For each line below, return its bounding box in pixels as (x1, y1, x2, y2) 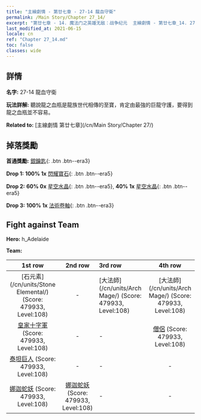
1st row (22, 261, 44, 270)
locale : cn (6, 31, 33, 37)
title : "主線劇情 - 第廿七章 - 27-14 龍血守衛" (6, 8, 117, 15)
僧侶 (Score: (153, 325, 187, 333)
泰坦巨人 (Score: (9, 355, 56, 363)
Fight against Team (6, 220, 80, 230)
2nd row (65, 261, 90, 270)
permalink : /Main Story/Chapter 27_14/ (6, 14, 106, 20)
